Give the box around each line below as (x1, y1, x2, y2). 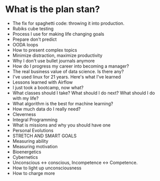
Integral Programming (12, 116, 58, 123)
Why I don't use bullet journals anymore (12, 57, 95, 64)
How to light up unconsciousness (12, 165, 82, 171)
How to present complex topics (12, 47, 77, 53)
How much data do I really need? (12, 106, 81, 112)
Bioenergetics (12, 149, 42, 155)
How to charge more (12, 170, 55, 176)
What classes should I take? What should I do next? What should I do (12, 90, 155, 96)
